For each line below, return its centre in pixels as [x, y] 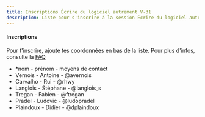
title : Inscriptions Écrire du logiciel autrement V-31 [79, 12]
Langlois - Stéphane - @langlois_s [58, 88]
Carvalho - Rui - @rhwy [45, 81]
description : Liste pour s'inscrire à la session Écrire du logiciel [97, 18]
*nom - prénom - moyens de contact [61, 69]
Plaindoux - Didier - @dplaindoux [57, 107]
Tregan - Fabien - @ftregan [49, 94]
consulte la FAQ [26, 57]
